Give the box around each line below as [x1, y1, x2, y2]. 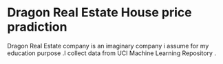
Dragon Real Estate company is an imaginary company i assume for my [7, 42, 209, 50]
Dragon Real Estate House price [7, 5, 192, 20]
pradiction [7, 19, 67, 35]
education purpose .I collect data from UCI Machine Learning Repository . [7, 49, 217, 57]
